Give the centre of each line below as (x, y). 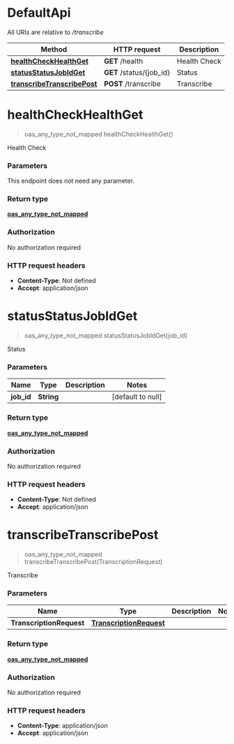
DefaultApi (39, 13)
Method (54, 49)
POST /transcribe (133, 84)
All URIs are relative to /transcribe (56, 32)
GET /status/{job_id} (137, 73)
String (48, 397)
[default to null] (137, 397)
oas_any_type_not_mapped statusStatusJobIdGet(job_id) (106, 335)
